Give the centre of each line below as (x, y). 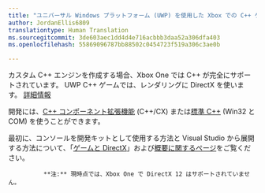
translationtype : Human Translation (68, 30)
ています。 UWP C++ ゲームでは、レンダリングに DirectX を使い (133, 85)
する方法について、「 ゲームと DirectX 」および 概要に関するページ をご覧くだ (129, 148)
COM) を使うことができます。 (56, 121)
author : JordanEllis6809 (49, 23)
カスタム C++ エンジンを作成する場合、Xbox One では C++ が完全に (119, 75)
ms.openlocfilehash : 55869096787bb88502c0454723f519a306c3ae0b (114, 45)
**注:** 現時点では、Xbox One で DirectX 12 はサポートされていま (144, 174)
